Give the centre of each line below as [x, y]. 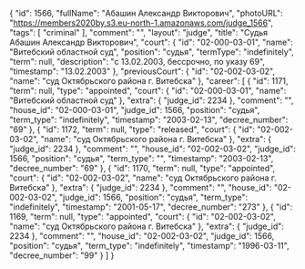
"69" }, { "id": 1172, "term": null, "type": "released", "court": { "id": [132, 129]
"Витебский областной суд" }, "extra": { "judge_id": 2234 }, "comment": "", [152, 100]
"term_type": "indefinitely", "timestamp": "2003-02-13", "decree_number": [149, 119]
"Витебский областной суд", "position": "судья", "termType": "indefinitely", [152, 52]
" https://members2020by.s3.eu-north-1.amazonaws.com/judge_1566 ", [141, 23]
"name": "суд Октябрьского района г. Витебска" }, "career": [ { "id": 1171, [149, 81]
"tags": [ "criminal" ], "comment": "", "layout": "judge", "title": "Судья [139, 32]
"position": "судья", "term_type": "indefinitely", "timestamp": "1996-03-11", [149, 246]
